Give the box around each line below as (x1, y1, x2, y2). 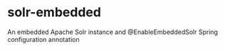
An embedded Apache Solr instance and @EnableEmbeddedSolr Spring (7, 28, 219, 36)
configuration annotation (7, 35, 80, 43)
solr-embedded (7, 4, 102, 21)
